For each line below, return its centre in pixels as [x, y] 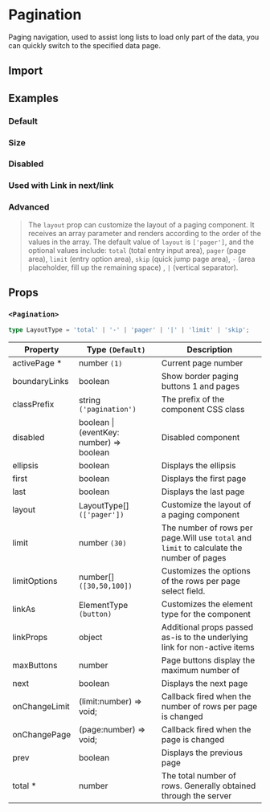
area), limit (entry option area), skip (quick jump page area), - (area [141, 259]
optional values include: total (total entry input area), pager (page [137, 250]
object [91, 638]
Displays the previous [202, 753]
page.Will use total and [206, 538]
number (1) [101, 363]
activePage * [37, 363]
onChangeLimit [41, 707]
